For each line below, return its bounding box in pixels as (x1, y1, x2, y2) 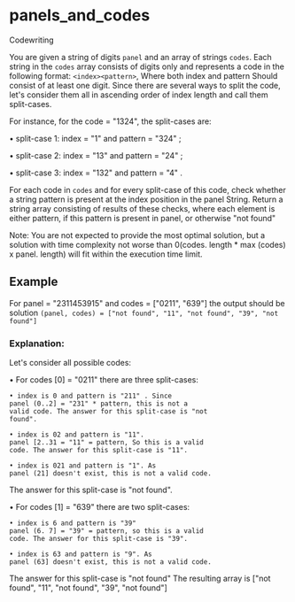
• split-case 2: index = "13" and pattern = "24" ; (9, 150, 183, 160)
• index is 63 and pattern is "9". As (9, 550, 152, 559)
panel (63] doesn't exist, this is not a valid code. (9, 558, 213, 567)
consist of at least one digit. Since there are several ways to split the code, (9, 80, 281, 90)
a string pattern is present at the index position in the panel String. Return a (9, 194, 283, 205)
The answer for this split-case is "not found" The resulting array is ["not (9, 573, 271, 584)
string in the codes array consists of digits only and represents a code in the (9, 61, 285, 72)
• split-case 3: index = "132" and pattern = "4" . (9, 167, 183, 178)
